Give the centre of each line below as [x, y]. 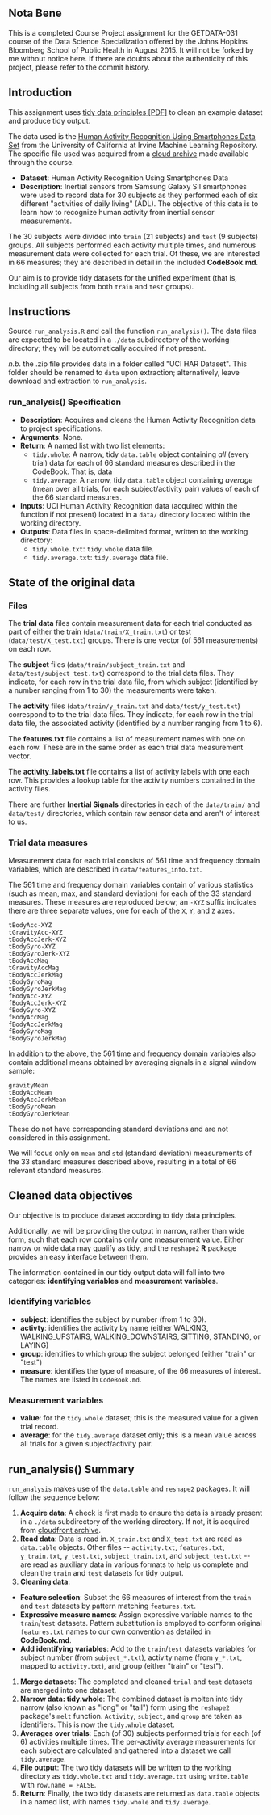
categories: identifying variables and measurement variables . [113, 1281]
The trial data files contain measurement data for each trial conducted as [130, 623]
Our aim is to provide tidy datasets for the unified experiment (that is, [123, 277]
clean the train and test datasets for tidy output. [102, 1572]
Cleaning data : [45, 1581]
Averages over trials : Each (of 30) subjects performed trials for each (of [140, 1733]
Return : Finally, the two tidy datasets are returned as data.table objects [140, 1793]
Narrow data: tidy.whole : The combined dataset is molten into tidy [131, 1699]
